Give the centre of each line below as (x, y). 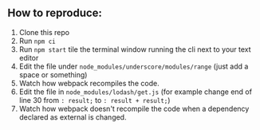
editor (29, 57)
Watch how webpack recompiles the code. (89, 83)
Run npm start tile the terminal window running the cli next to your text (135, 49)
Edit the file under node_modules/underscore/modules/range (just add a (134, 66)
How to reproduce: (55, 13)
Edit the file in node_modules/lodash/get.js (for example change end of (136, 92)
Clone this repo (44, 32)
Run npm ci (37, 41)
